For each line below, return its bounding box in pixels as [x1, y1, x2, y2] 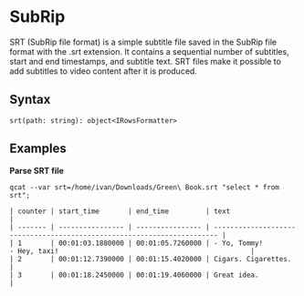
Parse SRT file [9, 165, 64, 176]
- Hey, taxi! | [9, 246, 256, 256]
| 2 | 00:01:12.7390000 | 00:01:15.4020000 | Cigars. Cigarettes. [9, 254, 292, 263]
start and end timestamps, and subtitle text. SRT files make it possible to [9, 56, 281, 66]
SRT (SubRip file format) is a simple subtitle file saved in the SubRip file [9, 36, 277, 47]
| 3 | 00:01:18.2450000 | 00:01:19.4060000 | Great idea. [9, 270, 259, 280]
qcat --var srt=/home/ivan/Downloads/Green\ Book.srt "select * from [9, 182, 280, 192]
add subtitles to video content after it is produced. [9, 66, 198, 77]
